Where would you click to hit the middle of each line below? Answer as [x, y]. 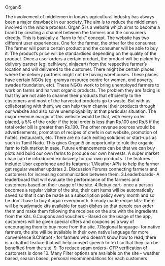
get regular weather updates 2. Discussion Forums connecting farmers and [81, 169]
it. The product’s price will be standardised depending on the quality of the [81, 53]
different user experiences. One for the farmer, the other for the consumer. [81, 43]
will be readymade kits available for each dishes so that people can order [79, 206]
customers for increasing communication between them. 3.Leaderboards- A [82, 174]
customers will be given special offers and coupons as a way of [70, 222]
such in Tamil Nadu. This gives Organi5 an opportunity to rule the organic [79, 143]
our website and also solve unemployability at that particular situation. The [81, 111]
